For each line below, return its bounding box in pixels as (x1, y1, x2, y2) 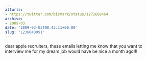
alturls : (5, 7, 23, 12)
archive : (5, 16, 23, 21)
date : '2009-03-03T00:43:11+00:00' (5, 25, 78, 30)
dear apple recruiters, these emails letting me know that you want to (5, 43, 143, 49)
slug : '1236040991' (5, 30, 45, 35)
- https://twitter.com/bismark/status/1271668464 (5, 12, 109, 17)
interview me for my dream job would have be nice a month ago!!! (5, 48, 138, 54)
